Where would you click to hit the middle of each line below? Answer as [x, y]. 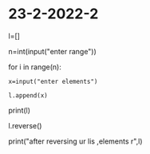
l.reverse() [25, 125]
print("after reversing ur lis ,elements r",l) [75, 141]
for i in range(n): [35, 67]
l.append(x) [28, 95]
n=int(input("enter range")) [53, 51]
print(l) [19, 110]
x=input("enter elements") [53, 81]
